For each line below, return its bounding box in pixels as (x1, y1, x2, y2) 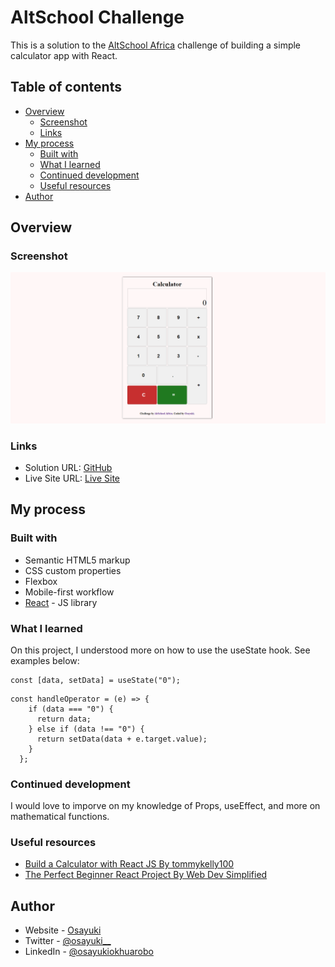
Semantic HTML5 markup (24, 554, 131, 566)
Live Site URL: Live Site (24, 472, 121, 484)
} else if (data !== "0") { (28, 724, 145, 734)
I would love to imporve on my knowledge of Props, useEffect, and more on (10, 800, 321, 812)
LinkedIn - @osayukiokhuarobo (24, 946, 154, 958)
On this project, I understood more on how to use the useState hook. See (10, 644, 311, 656)
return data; (36, 714, 92, 724)
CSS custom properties (24, 564, 122, 576)
